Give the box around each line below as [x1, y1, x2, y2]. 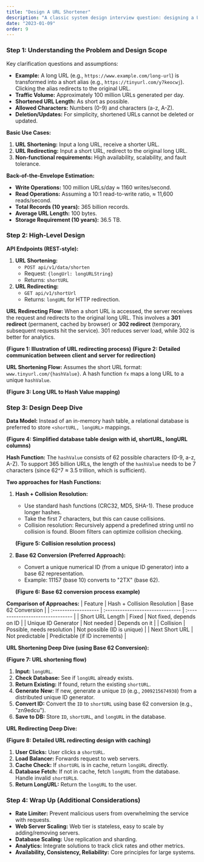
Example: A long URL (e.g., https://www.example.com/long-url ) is [15, 71, 179, 79]
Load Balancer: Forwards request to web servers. [15, 755, 140, 762]
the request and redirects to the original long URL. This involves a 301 [6, 314, 181, 321]
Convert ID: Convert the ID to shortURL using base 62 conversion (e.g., [15, 700, 193, 707]
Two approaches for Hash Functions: [6, 479, 102, 486]
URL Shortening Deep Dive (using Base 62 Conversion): [6, 644, 149, 652]
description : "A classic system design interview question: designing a [6, 15, 194, 21]
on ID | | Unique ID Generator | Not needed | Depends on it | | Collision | [6, 620, 185, 627]
